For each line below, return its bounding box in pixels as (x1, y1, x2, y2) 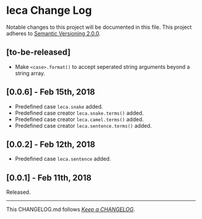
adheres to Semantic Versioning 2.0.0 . (6, 29, 101, 37)
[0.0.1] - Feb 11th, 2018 (6, 172, 92, 183)
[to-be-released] (6, 47, 71, 58)
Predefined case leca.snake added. (14, 103, 103, 110)
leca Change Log (6, 4, 92, 17)
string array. (14, 70, 45, 77)
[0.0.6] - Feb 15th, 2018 (6, 87, 95, 97)
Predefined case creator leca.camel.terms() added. (14, 115, 144, 123)
